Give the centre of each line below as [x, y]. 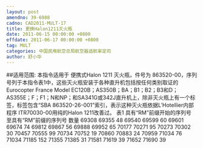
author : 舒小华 [24, 57]
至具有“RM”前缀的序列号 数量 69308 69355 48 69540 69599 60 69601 [95, 120]
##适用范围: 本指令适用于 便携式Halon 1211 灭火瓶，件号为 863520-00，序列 [102, 75]
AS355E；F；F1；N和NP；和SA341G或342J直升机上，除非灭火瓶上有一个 [98, 97]
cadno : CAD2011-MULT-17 [36, 23]
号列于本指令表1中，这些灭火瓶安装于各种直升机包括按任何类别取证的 [92, 82]
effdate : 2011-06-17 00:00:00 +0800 [52, 40]
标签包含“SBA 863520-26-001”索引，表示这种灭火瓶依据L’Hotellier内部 [105, 105]
